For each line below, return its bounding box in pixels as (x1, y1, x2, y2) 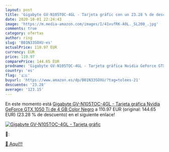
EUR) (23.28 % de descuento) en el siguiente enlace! (5, 111, 115, 117)
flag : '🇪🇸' (5, 73, 30, 78)
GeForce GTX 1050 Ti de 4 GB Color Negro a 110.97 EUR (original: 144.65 (5, 106, 156, 112)
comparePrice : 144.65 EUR (5, 59, 59, 64)
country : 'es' (5, 68, 35, 73)
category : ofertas (5, 31, 44, 36)
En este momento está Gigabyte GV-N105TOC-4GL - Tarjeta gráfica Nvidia (5, 101, 160, 107)
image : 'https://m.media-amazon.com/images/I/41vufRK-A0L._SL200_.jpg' (5, 21, 158, 27)
